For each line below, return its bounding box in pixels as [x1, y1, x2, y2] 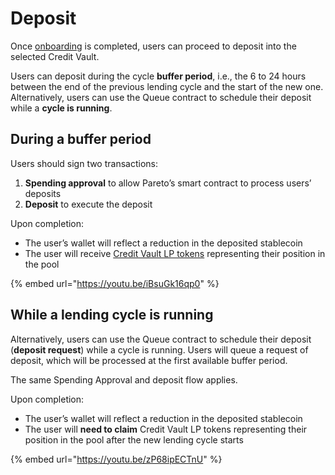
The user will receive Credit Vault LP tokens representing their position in [24, 247, 326, 259]
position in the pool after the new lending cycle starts [24, 433, 244, 446]
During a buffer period [10, 131, 152, 148]
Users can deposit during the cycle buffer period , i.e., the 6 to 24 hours [10, 70, 307, 82]
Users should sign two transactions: [10, 157, 158, 169]
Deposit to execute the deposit [24, 198, 153, 210]
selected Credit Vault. [10, 50, 100, 62]
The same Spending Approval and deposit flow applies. [10, 373, 238, 386]
